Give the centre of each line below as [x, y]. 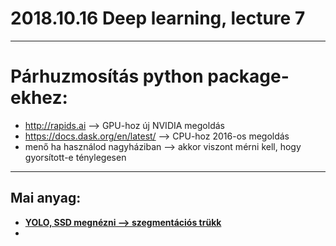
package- [248, 76]
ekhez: [39, 98]
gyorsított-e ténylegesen [75, 157]
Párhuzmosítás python [107, 76]
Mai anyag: [46, 198]
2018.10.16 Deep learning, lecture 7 [158, 18]
